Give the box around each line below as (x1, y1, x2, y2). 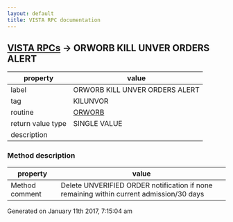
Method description (7, 151, 76, 160)
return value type (10, 119, 67, 129)
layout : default (7, 10, 54, 17)
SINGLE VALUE (73, 119, 123, 129)
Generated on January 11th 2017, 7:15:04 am (7, 207, 133, 215)
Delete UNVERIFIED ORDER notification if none (60, 181, 213, 190)
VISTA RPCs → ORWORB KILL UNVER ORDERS (7, 42, 210, 54)
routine (10, 108, 34, 118)
